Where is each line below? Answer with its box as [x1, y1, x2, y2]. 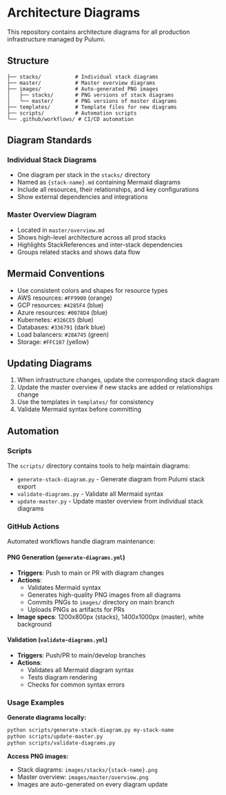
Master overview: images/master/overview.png [17, 772, 149, 781]
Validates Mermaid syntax [27, 583, 101, 591]
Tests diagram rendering [27, 673, 98, 681]
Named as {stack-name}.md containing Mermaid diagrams [17, 178, 181, 186]
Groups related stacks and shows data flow [17, 247, 141, 256]
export [17, 482, 37, 491]
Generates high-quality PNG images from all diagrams [27, 591, 181, 599]
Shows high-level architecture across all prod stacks [17, 233, 167, 241]
